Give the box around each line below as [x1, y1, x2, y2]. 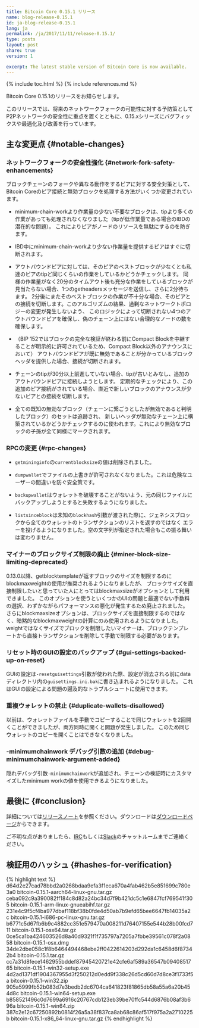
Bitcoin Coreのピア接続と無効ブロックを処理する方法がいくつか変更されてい [6, 188, 192, 195]
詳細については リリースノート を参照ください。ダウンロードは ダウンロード [6, 813, 188, 820]
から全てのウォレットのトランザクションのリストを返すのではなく [20, 519, 182, 526]
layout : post [6, 42, 39, 48]
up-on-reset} [6, 656, 46, 664]
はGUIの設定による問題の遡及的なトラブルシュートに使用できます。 [6, 686, 171, 693]
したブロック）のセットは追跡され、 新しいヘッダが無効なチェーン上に [14, 413, 188, 420]
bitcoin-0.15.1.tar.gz [17, 952, 64, 959]
